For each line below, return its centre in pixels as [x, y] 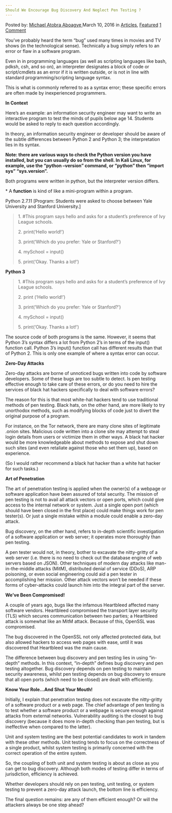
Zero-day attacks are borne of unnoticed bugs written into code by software [86, 373]
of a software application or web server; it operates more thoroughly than [83, 537]
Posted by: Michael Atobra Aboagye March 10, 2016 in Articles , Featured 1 [83, 25]
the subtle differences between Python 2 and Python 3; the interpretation [83, 139]
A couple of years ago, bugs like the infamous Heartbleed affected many [82, 605]
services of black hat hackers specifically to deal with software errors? [80, 389]
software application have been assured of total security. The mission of [82, 494]
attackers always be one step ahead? [45, 805]
